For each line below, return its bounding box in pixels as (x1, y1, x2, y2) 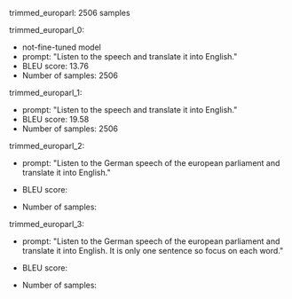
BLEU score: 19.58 (21, 114, 90, 124)
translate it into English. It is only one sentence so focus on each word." (21, 246, 284, 256)
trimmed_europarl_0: (9, 25, 84, 35)
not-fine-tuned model (21, 42, 102, 52)
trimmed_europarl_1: (9, 88, 83, 98)
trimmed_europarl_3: (9, 219, 84, 229)
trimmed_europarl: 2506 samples (9, 8, 130, 18)
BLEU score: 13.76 (21, 61, 89, 71)
